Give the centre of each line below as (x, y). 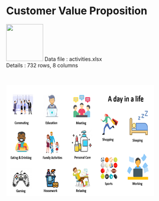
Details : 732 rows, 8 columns (42, 65)
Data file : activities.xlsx (73, 59)
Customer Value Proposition (77, 11)
